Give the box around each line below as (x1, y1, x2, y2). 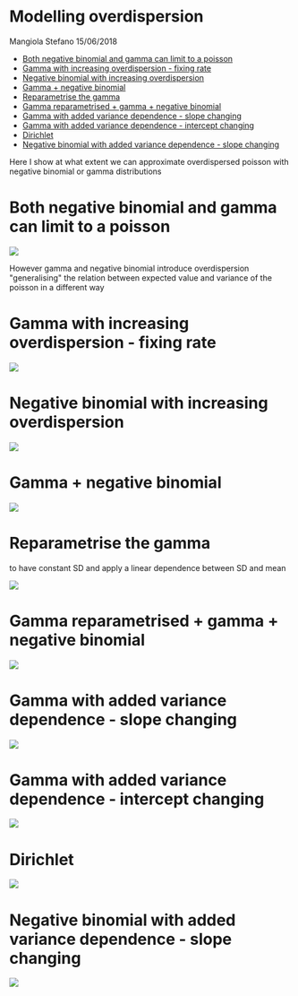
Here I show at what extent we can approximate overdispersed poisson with (9, 156, 289, 167)
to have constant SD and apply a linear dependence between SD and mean (9, 562, 286, 573)
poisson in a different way (9, 281, 105, 292)
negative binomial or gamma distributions (9, 166, 163, 177)
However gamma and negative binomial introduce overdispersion (9, 263, 250, 273)
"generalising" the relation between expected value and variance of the (9, 272, 273, 283)
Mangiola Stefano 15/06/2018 (9, 36, 118, 47)
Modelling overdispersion (9, 6, 204, 27)
